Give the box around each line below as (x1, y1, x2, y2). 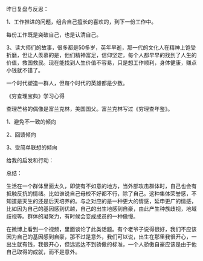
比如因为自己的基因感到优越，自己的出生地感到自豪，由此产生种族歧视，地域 (6, 205, 197, 212)
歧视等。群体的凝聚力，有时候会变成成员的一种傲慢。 (6, 213, 139, 220)
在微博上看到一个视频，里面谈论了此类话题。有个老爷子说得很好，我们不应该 (6, 226, 197, 233)
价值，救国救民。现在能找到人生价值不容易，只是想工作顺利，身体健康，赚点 (6, 59, 197, 66)
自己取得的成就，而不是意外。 (6, 248, 80, 256)
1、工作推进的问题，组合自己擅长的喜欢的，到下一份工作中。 (6, 18, 157, 25)
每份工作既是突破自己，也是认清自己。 (6, 31, 101, 38)
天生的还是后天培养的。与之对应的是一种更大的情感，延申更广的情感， (22, 197, 197, 205)
